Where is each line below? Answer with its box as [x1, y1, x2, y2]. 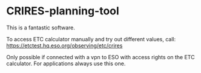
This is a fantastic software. [6, 24, 76, 31]
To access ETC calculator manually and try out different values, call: [6, 35, 176, 42]
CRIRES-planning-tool [6, 4, 119, 18]
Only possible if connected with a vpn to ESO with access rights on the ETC [6, 53, 195, 60]
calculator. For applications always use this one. [6, 60, 126, 67]
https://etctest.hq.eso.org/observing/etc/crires [6, 42, 123, 49]
